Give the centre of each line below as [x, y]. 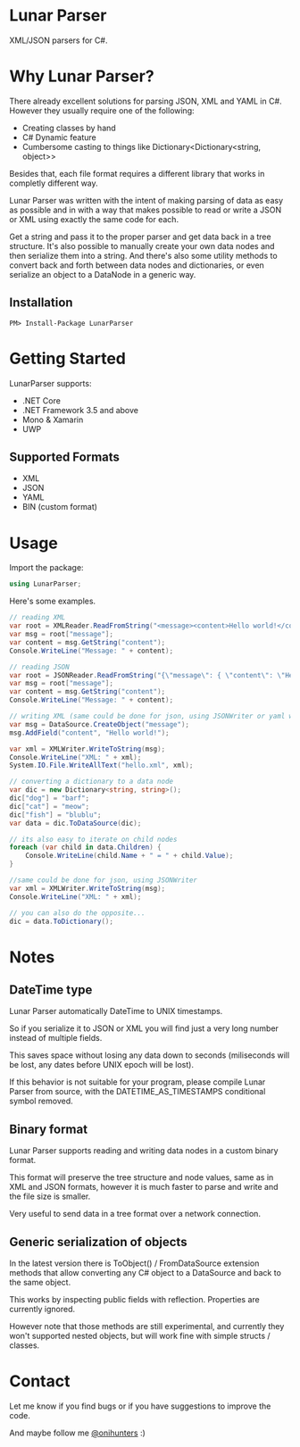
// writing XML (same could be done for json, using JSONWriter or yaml [147, 716]
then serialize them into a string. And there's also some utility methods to [144, 255]
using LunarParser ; [46, 584]
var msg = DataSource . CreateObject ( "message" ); [100, 724]
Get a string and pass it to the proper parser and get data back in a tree [140, 237]
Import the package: [46, 568]
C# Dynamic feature [59, 137]
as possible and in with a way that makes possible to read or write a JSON [146, 210]
